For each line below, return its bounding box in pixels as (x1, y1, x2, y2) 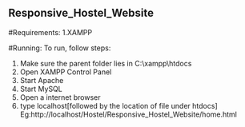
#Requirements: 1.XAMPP (8, 27, 93, 37)
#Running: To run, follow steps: (8, 43, 111, 53)
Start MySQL (19, 84, 62, 93)
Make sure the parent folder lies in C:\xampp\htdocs (19, 58, 192, 68)
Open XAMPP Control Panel (19, 67, 112, 77)
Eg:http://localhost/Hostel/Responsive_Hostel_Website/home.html (19, 109, 238, 119)
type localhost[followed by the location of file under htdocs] (19, 101, 218, 110)
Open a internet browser (19, 92, 101, 102)
